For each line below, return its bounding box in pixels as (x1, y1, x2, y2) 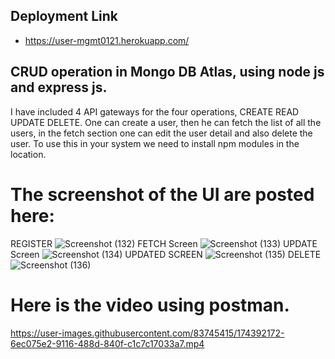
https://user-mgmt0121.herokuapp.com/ (24, 34, 190, 46)
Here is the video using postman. (10, 294, 290, 316)
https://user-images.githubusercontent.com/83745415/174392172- (10, 327, 285, 339)
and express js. (10, 79, 108, 96)
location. (10, 148, 47, 160)
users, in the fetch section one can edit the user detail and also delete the (10, 127, 313, 139)
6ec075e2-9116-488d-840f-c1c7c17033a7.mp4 (10, 337, 205, 349)
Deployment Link (10, 8, 118, 25)
